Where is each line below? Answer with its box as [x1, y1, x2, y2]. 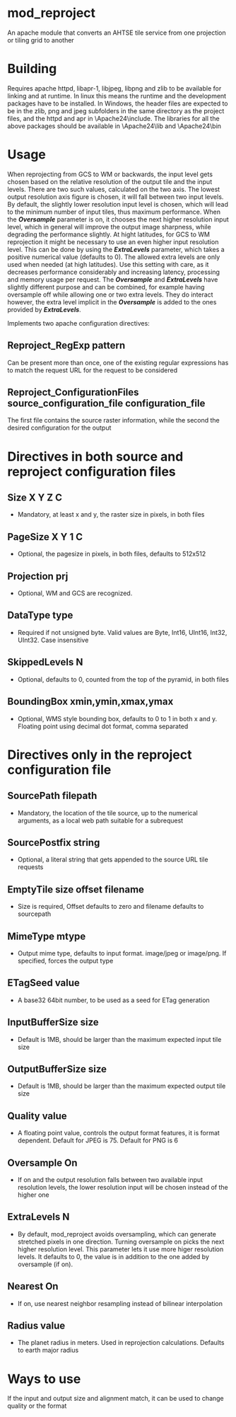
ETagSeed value [7, 977, 80, 989]
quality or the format [7, 1401, 67, 1410]
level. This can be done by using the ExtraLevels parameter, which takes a [7, 245, 225, 253]
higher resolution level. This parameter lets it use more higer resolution [17, 1244, 224, 1253]
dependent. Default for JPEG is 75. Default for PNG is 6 [17, 1136, 179, 1144]
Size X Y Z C [7, 492, 62, 504]
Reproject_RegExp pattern [7, 340, 126, 352]
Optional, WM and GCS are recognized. [17, 589, 133, 597]
